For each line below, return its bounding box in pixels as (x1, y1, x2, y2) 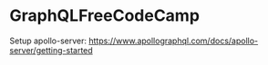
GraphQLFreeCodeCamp (9, 5, 201, 26)
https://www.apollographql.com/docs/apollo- (88, 35, 259, 46)
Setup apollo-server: (9, 35, 88, 46)
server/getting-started (9, 44, 93, 55)
